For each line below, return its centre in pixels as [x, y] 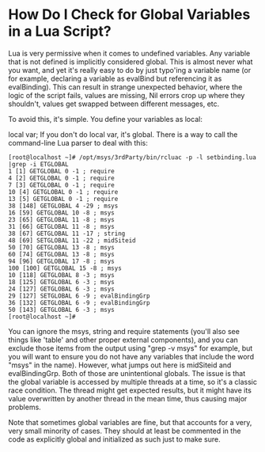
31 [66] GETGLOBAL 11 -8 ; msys [61, 226]
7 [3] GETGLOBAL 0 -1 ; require [61, 185]
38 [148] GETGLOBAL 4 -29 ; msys [63, 206]
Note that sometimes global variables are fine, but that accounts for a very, [130, 422]
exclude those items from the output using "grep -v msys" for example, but [131, 348]
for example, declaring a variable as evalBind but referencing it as [115, 78]
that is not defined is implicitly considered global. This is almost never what [131, 62]
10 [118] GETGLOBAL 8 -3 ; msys [61, 275]
